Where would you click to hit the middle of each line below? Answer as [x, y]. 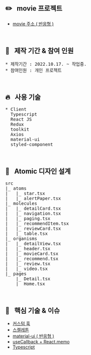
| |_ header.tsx [28, 249]
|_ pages [16, 274]
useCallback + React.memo [41, 342]
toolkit [20, 130]
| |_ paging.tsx [28, 219]
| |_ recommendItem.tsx [37, 224]
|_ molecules [21, 204]
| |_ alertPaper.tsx [33, 199]
